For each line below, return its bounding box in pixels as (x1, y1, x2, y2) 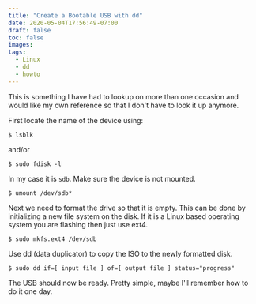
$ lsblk (8, 131, 34, 139)
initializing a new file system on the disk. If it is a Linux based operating (8, 211, 239, 221)
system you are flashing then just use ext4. (8, 220, 149, 229)
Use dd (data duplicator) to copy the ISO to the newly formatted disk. (8, 249, 233, 258)
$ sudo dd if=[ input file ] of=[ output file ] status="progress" (8, 264, 235, 272)
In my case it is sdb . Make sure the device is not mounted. (8, 174, 196, 183)
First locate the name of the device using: (8, 115, 144, 125)
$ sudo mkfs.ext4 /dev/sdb (8, 235, 97, 243)
